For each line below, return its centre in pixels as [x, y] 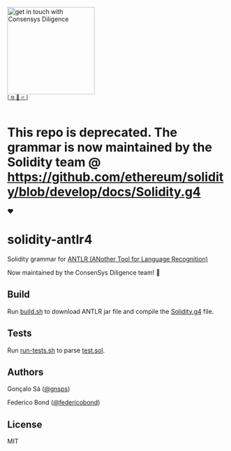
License [25, 424]
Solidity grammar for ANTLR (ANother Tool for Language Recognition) [107, 259]
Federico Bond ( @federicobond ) [54, 403]
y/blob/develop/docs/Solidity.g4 [104, 192]
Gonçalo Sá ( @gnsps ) [39, 389]
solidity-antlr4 [50, 239]
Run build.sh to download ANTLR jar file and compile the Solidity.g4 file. [111, 311]
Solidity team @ [54, 163]
